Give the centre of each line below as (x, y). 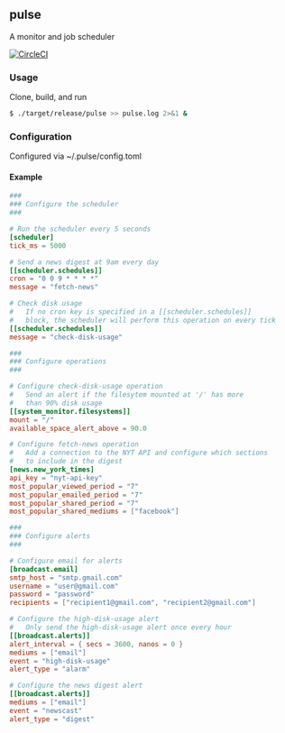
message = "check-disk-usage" (66, 337)
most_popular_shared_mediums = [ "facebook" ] (94, 512)
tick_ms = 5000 (38, 246)
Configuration (41, 136)
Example (26, 177)
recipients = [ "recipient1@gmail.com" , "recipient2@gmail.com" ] (133, 603)
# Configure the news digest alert (76, 686)
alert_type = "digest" (52, 719)
